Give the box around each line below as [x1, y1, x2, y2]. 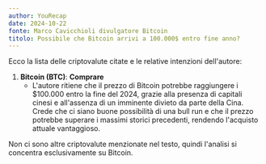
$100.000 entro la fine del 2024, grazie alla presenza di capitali [32, 90, 243, 99]
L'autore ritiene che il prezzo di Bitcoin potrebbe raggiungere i [32, 81, 239, 90]
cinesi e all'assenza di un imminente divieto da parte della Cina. [32, 98, 244, 107]
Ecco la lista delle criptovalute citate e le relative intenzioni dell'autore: [8, 57, 243, 66]
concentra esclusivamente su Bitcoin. [8, 148, 133, 158]
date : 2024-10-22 [8, 19, 67, 27]
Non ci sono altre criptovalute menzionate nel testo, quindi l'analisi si [8, 139, 237, 149]
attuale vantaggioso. [32, 124, 101, 133]
